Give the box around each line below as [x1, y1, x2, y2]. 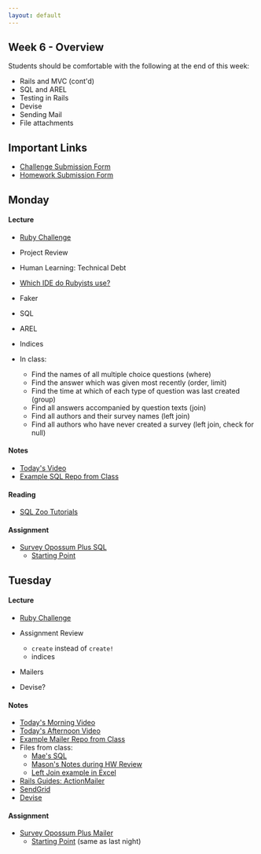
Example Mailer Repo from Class [19, 735, 126, 744]
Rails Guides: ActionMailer [19, 776, 105, 786]
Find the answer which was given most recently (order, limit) [31, 378, 227, 387]
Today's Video [19, 464, 67, 473]
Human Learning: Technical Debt [19, 262, 127, 272]
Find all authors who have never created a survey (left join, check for [31, 420, 254, 429]
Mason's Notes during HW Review [31, 760, 143, 769]
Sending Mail [19, 110, 63, 119]
